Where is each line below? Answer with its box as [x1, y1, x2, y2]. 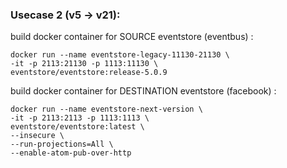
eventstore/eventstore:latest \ [10, 122, 145, 132]
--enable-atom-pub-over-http [10, 148, 132, 158]
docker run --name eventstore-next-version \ [10, 104, 203, 115]
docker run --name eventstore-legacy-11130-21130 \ [10, 50, 230, 60]
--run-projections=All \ [10, 139, 114, 150]
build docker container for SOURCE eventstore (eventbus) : [10, 31, 254, 43]
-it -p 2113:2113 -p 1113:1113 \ [10, 113, 150, 123]
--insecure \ [10, 131, 65, 141]
